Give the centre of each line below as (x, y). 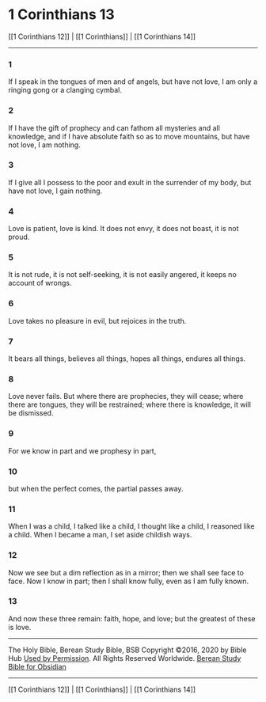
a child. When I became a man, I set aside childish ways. (100, 535)
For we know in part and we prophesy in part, (82, 451)
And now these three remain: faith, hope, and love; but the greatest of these (132, 618)
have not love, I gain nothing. (55, 191)
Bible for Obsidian (38, 666)
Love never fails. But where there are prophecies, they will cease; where (126, 397)
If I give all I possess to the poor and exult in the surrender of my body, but (130, 182)
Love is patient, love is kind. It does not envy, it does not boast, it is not (123, 229)
